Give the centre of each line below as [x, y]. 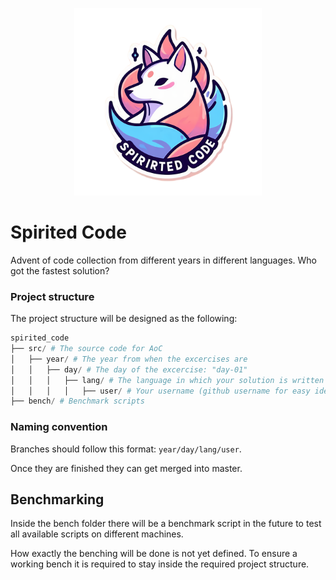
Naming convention [59, 427]
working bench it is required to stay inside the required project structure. [160, 564]
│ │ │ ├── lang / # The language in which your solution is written [167, 380]
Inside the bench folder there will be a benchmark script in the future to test [166, 524]
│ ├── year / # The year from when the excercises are [129, 359]
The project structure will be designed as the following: [124, 319]
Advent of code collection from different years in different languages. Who [163, 260]
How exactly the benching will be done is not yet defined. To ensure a [154, 554]
